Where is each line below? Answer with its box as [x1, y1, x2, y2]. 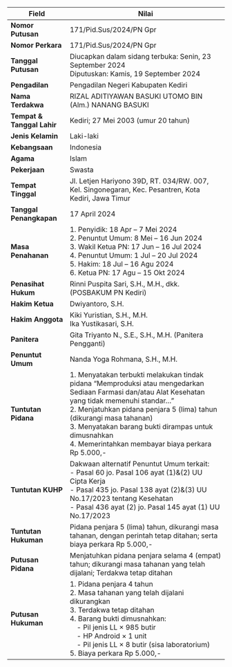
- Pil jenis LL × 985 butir [76, 623, 157, 632]
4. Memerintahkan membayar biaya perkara [69, 439, 212, 448]
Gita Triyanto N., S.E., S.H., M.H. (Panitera [69, 330, 204, 340]
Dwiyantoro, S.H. [69, 299, 124, 309]
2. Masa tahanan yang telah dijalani [69, 588, 184, 597]
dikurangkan [69, 596, 110, 606]
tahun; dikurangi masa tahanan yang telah [69, 560, 206, 569]
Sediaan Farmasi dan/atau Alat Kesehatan [69, 387, 205, 396]
